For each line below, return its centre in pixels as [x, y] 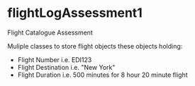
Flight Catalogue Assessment [50, 32]
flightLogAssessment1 [75, 13]
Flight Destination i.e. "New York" [66, 67]
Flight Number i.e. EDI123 [55, 60]
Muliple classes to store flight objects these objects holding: [95, 46]
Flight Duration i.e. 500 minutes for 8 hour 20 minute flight [102, 75]
